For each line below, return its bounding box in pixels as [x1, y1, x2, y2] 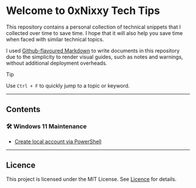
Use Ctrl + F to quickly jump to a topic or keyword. [6, 82, 130, 89]
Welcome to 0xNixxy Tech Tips [6, 4, 160, 18]
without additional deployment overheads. [6, 60, 107, 67]
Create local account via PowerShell [14, 138, 102, 145]
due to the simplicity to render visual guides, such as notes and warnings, [6, 53, 183, 60]
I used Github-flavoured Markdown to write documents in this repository [6, 47, 180, 54]
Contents [6, 105, 41, 114]
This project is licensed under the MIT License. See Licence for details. [6, 176, 177, 183]
